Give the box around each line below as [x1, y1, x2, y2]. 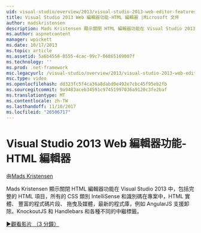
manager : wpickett [6, 37, 52, 43]
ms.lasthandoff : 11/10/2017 [6, 103, 77, 110]
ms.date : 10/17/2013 [6, 43, 58, 49]
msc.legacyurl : [6, 70, 44, 76]
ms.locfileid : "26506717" [6, 109, 71, 115]
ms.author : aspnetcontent [6, 31, 71, 37]
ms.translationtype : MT [6, 92, 66, 98]
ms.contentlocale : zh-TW [6, 98, 68, 104]
